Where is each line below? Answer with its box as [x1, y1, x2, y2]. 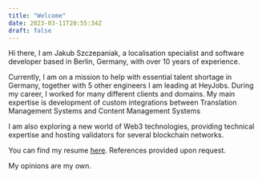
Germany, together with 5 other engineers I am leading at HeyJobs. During [8, 81, 254, 90]
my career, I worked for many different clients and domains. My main [8, 89, 236, 99]
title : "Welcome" [8, 11, 67, 20]
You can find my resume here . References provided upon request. [8, 145, 227, 156]
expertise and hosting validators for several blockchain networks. [8, 130, 224, 140]
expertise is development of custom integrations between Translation [8, 97, 238, 108]
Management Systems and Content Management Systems [8, 106, 201, 116]
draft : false [8, 26, 52, 34]
